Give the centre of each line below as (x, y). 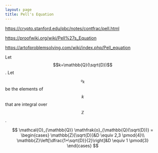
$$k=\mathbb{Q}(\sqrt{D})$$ (83, 65)
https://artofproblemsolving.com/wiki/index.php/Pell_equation (68, 47)
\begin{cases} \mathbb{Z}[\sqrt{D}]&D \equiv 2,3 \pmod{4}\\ (83, 135)
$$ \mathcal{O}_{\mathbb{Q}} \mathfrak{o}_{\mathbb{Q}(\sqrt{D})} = (83, 130)
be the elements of (24, 89)
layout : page (18, 10)
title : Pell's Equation (30, 14)
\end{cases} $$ (83, 146)
